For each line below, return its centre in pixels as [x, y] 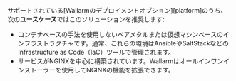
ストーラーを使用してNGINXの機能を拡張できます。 [99, 70]
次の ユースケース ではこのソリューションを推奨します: [86, 19]
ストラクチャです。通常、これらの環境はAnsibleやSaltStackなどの [133, 43]
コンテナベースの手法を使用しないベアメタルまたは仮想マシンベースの [120, 34]
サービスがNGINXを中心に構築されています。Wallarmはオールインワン [120, 61]
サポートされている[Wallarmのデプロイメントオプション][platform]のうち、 [117, 10]
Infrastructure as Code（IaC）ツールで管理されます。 [96, 52]
